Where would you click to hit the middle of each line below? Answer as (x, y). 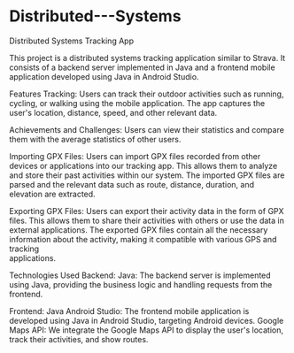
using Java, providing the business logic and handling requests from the (141, 284)
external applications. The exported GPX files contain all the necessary (139, 230)
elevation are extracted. (52, 194)
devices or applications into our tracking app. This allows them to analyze (143, 165)
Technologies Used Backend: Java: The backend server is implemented (140, 275)
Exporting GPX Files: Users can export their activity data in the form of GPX (147, 211)
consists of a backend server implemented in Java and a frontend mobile (143, 67)
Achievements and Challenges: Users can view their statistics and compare (147, 129)
